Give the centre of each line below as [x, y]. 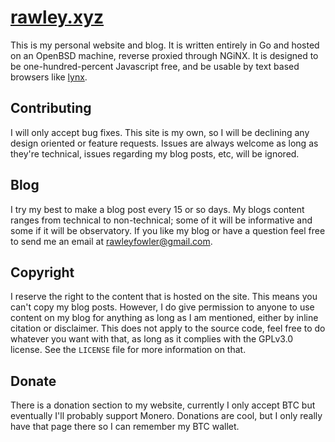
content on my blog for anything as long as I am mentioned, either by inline [164, 318]
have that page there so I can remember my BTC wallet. [125, 427]
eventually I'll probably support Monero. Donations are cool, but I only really [166, 416]
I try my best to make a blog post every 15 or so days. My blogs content [157, 209]
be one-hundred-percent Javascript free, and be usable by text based [155, 66]
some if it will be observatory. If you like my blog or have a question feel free [168, 230]
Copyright [42, 272]
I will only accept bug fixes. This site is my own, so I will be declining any [160, 132]
